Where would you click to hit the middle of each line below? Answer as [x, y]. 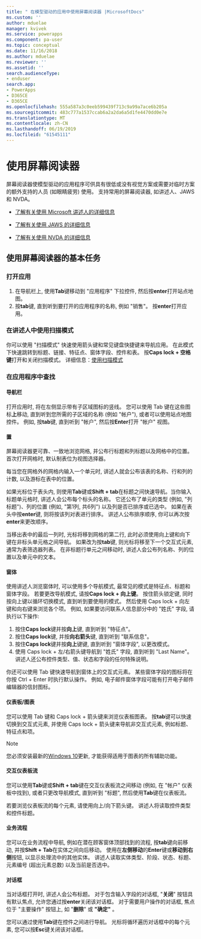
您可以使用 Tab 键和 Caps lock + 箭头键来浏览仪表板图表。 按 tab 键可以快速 [99, 716]
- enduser [19, 79]
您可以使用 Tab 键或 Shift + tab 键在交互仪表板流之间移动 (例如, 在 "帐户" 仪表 [99, 785]
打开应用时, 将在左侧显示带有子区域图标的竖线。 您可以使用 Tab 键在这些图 [98, 407]
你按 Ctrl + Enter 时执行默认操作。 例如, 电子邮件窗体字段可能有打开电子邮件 [100, 679]
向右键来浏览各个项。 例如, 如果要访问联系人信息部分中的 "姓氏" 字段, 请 [105, 609]
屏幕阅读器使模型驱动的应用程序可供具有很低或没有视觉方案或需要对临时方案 [100, 184]
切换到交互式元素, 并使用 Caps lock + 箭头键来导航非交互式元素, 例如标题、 [99, 724]
